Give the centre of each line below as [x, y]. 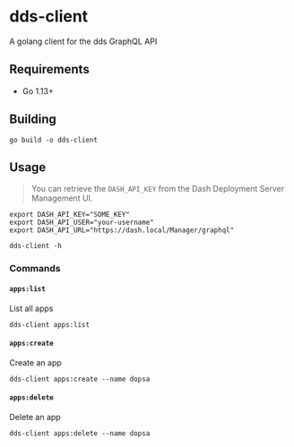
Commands [35, 269]
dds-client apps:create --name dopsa [80, 379]
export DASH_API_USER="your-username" [82, 223]
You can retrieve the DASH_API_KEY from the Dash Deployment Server [158, 189]
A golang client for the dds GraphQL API [83, 41]
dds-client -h [36, 246]
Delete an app [35, 417]
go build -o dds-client [54, 140]
